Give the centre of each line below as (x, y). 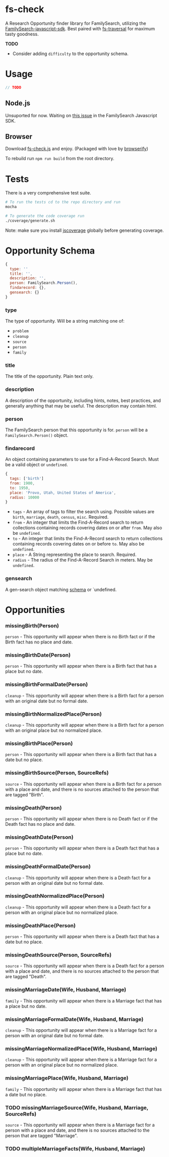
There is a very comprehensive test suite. (48, 193)
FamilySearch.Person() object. (37, 435)
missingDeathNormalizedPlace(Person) (55, 896)
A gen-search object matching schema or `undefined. (61, 589)
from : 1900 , (22, 483)
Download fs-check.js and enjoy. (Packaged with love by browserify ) (77, 149)
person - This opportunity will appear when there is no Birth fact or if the (80, 637)
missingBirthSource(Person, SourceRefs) (57, 773)
